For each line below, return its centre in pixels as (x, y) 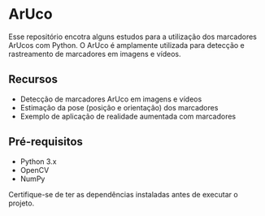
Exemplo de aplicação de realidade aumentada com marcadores (128, 116)
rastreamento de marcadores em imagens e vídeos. (95, 54)
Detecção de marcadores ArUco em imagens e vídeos (111, 99)
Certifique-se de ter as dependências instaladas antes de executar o (123, 194)
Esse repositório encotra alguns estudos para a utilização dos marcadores (133, 37)
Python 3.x (38, 161)
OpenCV (35, 170)
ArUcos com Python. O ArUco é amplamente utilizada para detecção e (127, 45)
